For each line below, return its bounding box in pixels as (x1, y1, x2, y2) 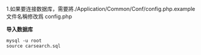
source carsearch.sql (6, 43, 61, 49)
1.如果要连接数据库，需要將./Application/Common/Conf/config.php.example (6, 5, 196, 12)
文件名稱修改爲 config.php (6, 13, 73, 20)
